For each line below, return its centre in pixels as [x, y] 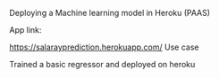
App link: [25, 30]
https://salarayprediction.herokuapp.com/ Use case [104, 47]
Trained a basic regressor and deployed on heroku [102, 64]
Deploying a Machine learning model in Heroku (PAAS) [110, 13]
